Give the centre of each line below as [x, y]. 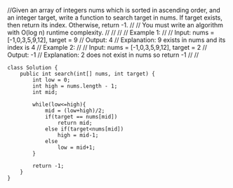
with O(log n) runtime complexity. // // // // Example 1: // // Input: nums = [111, 32]
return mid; [75, 123]
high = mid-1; [78, 135]
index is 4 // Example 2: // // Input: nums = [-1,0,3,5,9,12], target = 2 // [107, 47]
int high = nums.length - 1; [75, 86]
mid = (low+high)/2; [75, 111]
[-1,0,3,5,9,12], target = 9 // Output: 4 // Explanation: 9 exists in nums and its [116, 40]
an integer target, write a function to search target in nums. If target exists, [115, 18]
